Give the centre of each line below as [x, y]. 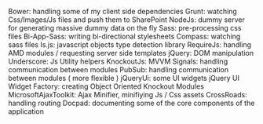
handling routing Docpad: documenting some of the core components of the [131, 103]
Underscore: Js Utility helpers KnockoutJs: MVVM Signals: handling [118, 61]
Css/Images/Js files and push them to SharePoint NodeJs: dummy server [126, 20]
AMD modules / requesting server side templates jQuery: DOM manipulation [131, 53]
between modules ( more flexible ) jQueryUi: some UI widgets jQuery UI [124, 78]
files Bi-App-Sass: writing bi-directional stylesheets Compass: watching [124, 36]
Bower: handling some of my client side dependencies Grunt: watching [122, 11]
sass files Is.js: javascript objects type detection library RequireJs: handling [130, 45]
